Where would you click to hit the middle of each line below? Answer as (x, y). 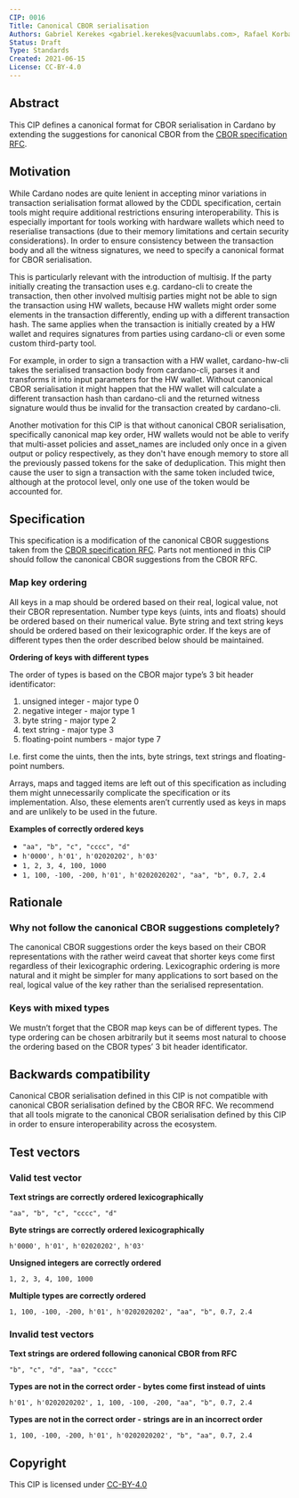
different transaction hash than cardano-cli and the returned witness (135, 398)
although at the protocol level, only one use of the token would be (130, 481)
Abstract (34, 103)
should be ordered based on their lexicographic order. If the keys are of (140, 630)
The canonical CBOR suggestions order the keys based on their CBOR (138, 947)
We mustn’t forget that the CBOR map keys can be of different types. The (144, 1027)
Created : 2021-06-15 (48, 59)
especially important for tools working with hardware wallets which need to (147, 221)
